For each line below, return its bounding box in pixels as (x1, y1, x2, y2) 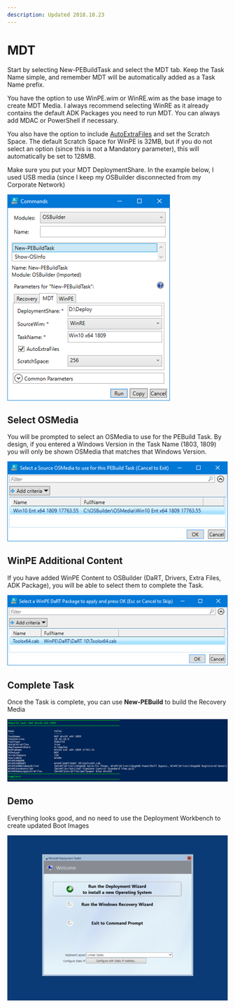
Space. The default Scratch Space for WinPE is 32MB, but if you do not (7, 137, 213, 145)
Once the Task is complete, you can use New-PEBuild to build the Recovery (7, 698, 227, 706)
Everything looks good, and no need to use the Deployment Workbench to (7, 814, 221, 822)
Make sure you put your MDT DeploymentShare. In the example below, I (7, 165, 214, 174)
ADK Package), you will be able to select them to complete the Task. (7, 581, 204, 589)
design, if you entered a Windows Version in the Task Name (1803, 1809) (7, 440, 217, 449)
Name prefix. (7, 80, 45, 89)
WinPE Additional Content (7, 555, 123, 567)
